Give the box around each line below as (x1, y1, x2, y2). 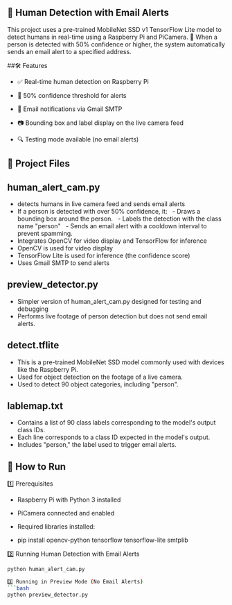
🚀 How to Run (7, 461, 66, 472)
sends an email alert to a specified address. (7, 47, 132, 56)
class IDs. (17, 426, 46, 434)
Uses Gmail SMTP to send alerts (17, 259, 109, 267)
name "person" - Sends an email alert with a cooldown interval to (17, 222, 207, 230)
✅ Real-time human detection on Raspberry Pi (17, 77, 149, 85)
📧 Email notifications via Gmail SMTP (17, 105, 123, 113)
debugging (17, 305, 48, 313)
